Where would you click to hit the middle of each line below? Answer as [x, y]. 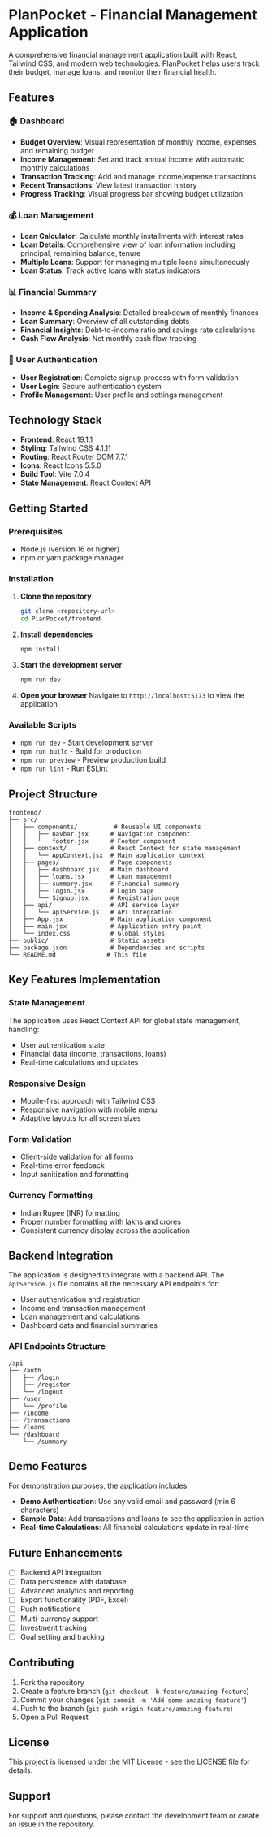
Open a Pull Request [54, 1717]
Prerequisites [35, 531]
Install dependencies [56, 634]
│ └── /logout [36, 1392]
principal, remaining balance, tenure [80, 253]
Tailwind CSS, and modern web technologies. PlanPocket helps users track [134, 63]
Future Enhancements [66, 1553]
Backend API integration [60, 1572]
